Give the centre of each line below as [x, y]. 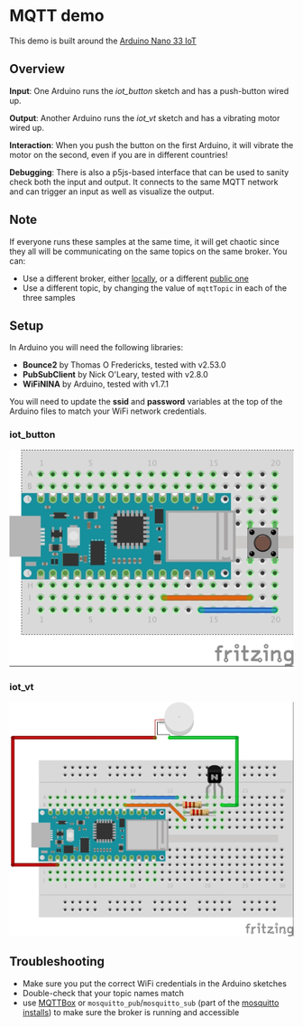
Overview [37, 69]
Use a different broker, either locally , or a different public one [136, 278]
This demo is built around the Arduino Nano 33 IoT [103, 41]
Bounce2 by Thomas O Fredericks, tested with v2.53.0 [124, 365]
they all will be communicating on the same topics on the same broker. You [148, 251]
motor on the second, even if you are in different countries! [119, 154]
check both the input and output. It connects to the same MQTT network [144, 182]
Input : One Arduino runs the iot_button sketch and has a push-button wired [149, 90]
